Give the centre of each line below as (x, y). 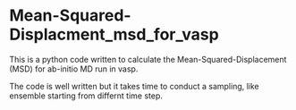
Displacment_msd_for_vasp (114, 34)
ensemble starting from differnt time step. (86, 96)
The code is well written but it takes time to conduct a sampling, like (134, 86)
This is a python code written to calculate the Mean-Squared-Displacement (148, 59)
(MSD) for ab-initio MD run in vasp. (74, 69)
